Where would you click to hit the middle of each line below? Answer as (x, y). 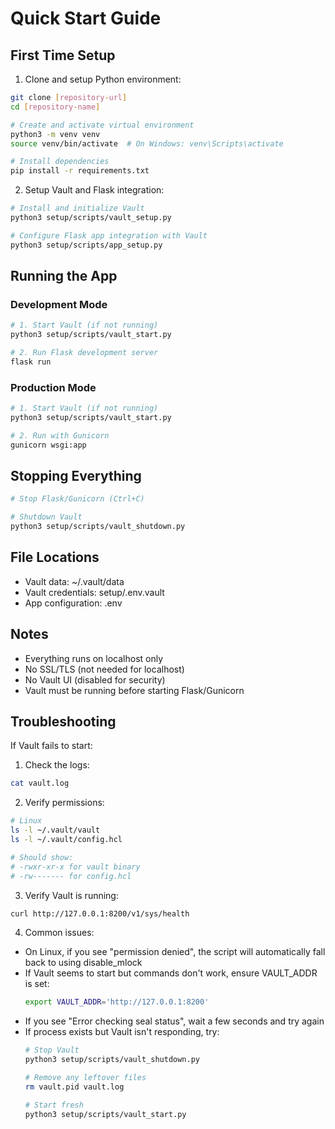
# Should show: (42, 857)
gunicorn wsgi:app (48, 445)
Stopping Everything (76, 476)
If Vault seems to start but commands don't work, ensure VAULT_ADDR (171, 973)
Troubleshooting (63, 722)
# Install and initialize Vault (77, 208)
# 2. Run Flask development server (84, 353)
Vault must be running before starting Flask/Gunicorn (134, 690)
